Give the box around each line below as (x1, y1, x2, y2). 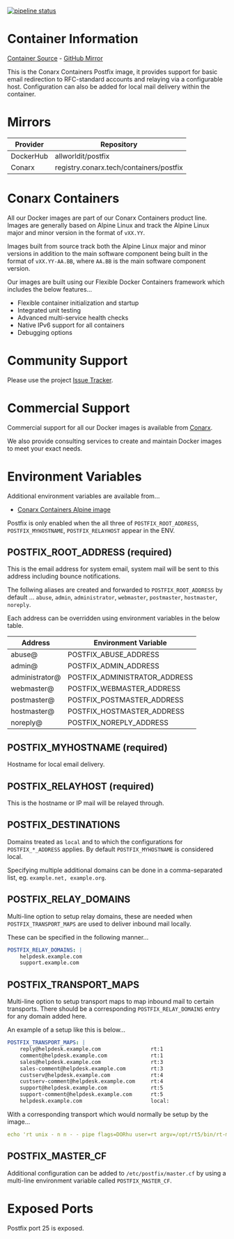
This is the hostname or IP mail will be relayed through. (7, 799, 165, 807)
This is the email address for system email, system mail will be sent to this (7, 565, 219, 573)
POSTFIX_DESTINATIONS (7, 819, 120, 831)
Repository (100, 140, 138, 149)
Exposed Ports (7, 1201, 94, 1217)
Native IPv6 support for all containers (17, 321, 125, 329)
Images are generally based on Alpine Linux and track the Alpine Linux (7, 220, 210, 230)
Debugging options (17, 328, 73, 336)
